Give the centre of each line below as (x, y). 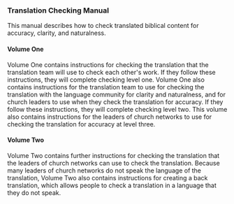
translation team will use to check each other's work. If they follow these (111, 72)
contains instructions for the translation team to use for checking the (106, 87)
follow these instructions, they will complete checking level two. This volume (117, 109)
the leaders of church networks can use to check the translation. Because (114, 163)
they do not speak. (34, 192)
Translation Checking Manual (58, 10)
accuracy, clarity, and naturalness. (57, 33)
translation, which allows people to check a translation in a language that (112, 185)
